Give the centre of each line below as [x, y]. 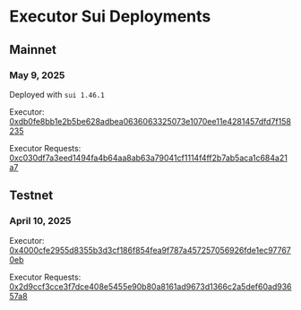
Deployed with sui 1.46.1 [57, 94]
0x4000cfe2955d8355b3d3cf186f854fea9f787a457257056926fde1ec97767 [150, 250]
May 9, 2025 [37, 75]
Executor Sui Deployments [110, 17]
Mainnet [33, 50]
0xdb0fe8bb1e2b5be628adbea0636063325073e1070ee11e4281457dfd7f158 [150, 121]
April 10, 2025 [40, 221]
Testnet [31, 196]
